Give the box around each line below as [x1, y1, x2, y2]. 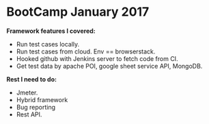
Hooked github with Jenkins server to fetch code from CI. [16, 54, 178, 62]
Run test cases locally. [16, 40, 80, 48]
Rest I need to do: [6, 75, 57, 83]
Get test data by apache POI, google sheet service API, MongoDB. [16, 62, 203, 70]
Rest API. [16, 110, 42, 119]
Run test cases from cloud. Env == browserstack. [16, 47, 156, 55]
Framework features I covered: [6, 27, 96, 35]
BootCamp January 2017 [6, 4, 150, 20]
